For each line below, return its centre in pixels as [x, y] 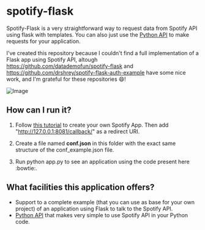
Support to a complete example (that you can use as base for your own [105, 202]
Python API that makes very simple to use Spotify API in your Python [102, 215]
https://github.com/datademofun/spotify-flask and [70, 66]
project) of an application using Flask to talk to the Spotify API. [94, 209]
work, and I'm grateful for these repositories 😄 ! [66, 79]
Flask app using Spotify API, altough [52, 59]
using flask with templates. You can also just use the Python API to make [98, 34]
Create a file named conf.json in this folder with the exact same [95, 143]
